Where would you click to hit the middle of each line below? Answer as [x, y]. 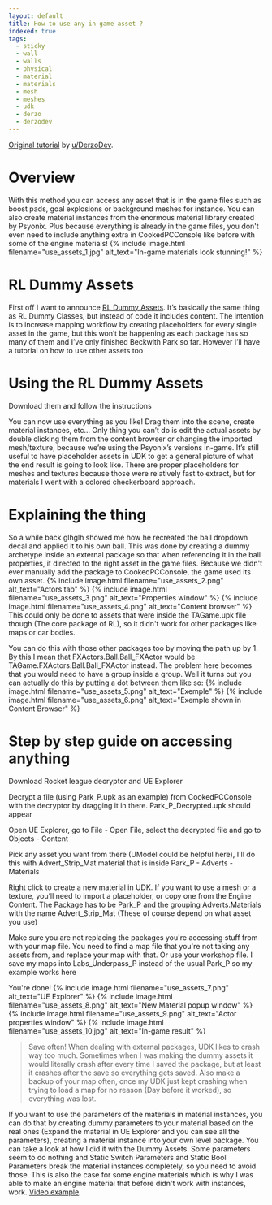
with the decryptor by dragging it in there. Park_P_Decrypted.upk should [130, 805]
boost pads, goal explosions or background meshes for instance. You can [132, 209]
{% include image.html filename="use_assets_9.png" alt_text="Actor [123, 1013]
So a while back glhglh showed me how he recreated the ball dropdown [128, 537]
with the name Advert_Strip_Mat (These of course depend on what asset [130, 913]
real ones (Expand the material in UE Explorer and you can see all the [124, 1131]
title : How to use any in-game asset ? [76, 24]
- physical [34, 69]
